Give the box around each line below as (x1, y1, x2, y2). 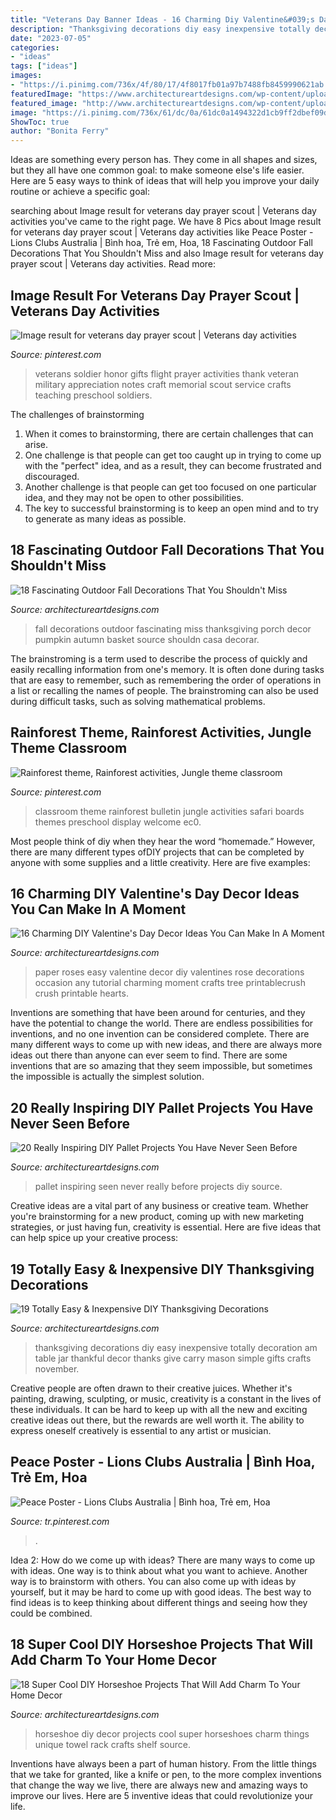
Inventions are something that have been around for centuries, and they (10, 1007, 306, 1019)
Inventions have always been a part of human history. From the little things (10, 1757, 317, 1770)
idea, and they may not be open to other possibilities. (24, 491, 244, 503)
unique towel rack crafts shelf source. (34, 1738, 191, 1750)
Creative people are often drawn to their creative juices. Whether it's (10, 1382, 293, 1394)
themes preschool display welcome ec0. (34, 816, 202, 828)
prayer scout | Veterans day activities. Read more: (10, 258, 217, 270)
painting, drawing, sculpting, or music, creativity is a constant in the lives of (10, 1393, 322, 1405)
